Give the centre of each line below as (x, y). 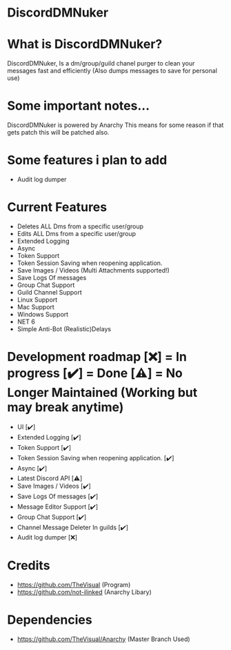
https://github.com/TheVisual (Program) (74, 584)
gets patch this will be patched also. (58, 132)
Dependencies (50, 620)
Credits (29, 565)
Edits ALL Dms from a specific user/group (77, 233)
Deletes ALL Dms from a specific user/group (80, 226)
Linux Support (37, 299)
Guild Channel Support (50, 292)
